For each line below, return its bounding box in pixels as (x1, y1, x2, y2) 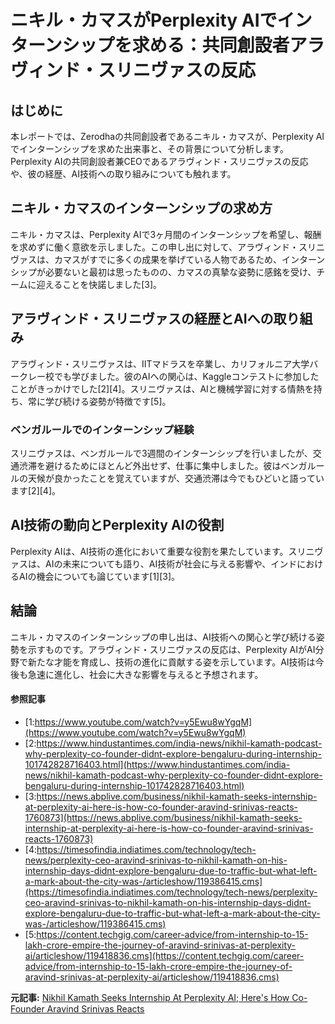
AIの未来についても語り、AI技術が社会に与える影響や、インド (44, 557, 298, 570)
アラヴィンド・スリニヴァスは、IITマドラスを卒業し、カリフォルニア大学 (10, 357, 310, 370)
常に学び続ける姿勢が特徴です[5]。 (27, 395, 172, 407)
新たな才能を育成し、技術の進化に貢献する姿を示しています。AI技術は (27, 656, 316, 668)
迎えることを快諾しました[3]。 (36, 278, 163, 290)
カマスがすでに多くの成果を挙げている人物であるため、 (53, 253, 282, 265)
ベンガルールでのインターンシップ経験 (10, 422, 195, 436)
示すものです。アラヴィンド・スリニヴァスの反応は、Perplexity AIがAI (27, 643, 316, 655)
